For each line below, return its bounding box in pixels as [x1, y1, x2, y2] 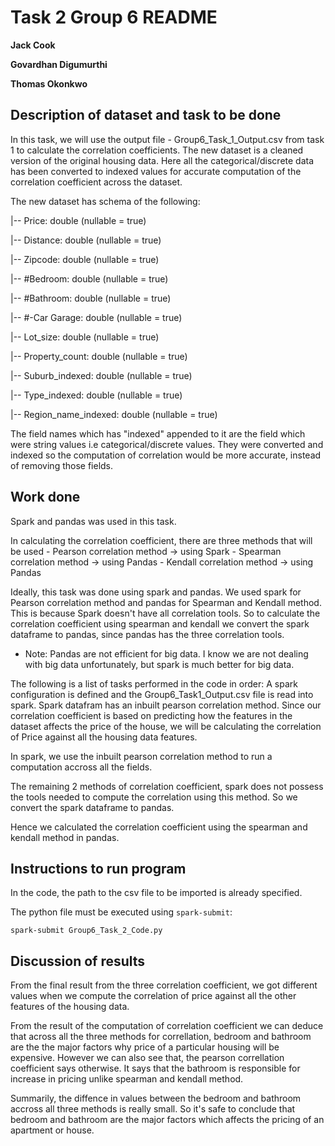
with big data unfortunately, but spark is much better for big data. [24, 658, 295, 670]
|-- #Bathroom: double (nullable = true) [10, 292, 172, 304]
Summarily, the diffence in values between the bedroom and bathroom [10, 1092, 302, 1105]
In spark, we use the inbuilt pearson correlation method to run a [10, 750, 273, 762]
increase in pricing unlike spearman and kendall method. [10, 1073, 244, 1085]
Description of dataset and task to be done [10, 107, 282, 124]
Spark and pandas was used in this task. [10, 515, 177, 527]
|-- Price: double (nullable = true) [10, 214, 147, 226]
